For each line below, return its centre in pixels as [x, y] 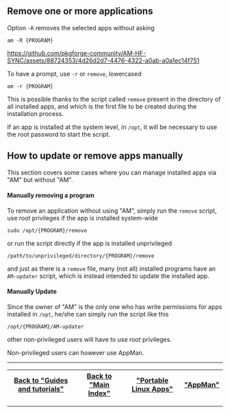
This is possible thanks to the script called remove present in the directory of [114, 99]
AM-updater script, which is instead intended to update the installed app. [108, 276]
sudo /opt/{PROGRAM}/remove [47, 230]
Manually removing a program [51, 196]
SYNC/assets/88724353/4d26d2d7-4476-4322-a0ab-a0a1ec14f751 [103, 60]
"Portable [152, 380]
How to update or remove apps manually [95, 156]
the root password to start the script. [59, 134]
